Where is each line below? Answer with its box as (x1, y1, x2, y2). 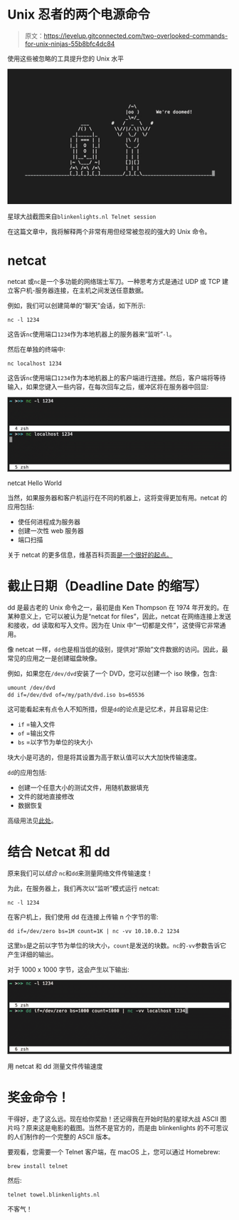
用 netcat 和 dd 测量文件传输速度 (7, 1062, 103, 1071)
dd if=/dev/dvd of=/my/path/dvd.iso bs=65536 (7, 691, 144, 698)
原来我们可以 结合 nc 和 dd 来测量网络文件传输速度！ (7, 868, 153, 878)
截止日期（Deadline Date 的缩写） (7, 579, 208, 594)
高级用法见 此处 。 (7, 816, 58, 825)
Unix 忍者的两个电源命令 (7, 6, 151, 23)
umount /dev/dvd (7, 684, 55, 691)
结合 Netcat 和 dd (7, 844, 110, 860)
